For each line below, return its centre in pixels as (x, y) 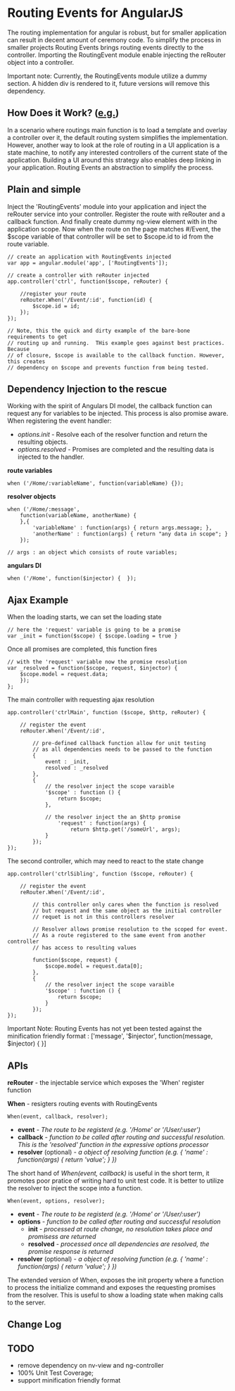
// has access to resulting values (85, 948)
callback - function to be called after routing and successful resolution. (121, 1137)
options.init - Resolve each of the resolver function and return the (112, 435)
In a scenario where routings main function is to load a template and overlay (117, 130)
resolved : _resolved (77, 768)
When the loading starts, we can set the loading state (84, 617)
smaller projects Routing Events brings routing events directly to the (106, 47)
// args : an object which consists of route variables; (93, 553)
